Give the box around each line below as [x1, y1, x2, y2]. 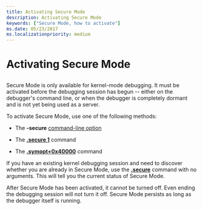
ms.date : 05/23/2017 [6, 25, 59, 32]
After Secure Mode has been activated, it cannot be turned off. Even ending [6, 184, 196, 191]
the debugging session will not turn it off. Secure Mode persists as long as [6, 190, 192, 197]
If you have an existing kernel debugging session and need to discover [6, 159, 183, 166]
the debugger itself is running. [6, 197, 82, 204]
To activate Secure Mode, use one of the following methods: [6, 113, 158, 120]
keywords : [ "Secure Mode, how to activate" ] [6, 20, 121, 26]
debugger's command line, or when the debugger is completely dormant [6, 94, 188, 102]
